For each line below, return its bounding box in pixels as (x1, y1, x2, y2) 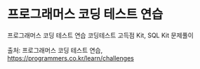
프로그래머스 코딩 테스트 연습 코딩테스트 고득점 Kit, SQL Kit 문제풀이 (7, 31, 194, 39)
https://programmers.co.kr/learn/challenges (7, 54, 135, 62)
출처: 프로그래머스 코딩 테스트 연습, (7, 46, 103, 54)
